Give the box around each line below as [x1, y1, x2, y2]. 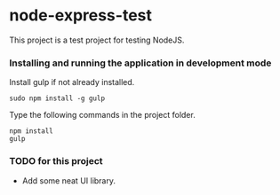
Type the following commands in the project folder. [9, 110, 196, 121]
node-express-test [9, 5, 153, 26]
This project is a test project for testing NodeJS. [9, 35, 185, 45]
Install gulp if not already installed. [9, 77, 135, 88]
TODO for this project [9, 155, 104, 168]
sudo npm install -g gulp [9, 94, 105, 103]
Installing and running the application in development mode [9, 57, 272, 69]
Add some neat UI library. [21, 175, 116, 186]
